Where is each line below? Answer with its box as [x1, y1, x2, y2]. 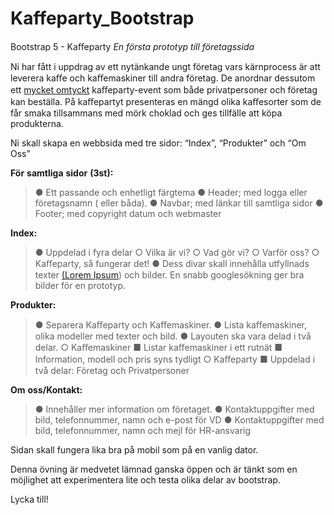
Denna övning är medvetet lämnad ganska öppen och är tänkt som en [10, 463, 298, 475]
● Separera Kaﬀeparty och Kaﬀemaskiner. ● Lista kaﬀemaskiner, [34, 318, 308, 331]
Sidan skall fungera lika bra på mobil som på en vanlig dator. [10, 443, 259, 456]
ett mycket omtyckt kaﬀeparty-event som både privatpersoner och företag [10, 83, 318, 96]
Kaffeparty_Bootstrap [10, 7, 195, 30]
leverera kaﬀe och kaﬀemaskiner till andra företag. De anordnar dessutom [10, 72, 316, 84]
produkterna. [10, 117, 64, 129]
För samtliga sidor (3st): [10, 167, 114, 179]
